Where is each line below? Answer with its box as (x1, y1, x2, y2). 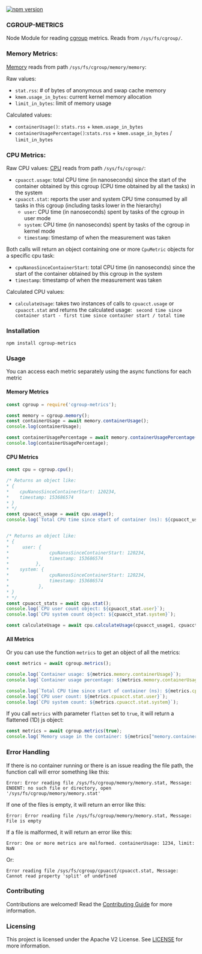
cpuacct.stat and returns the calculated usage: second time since (14, 306, 182, 313)
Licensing (6, 922, 36, 930)
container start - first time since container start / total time (14, 313, 185, 319)
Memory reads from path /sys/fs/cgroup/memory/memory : (6, 63, 147, 71)
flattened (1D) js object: (6, 716, 64, 723)
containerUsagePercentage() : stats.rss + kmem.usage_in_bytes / (14, 129, 173, 136)
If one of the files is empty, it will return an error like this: (6, 801, 146, 808)
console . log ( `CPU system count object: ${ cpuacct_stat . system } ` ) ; (6, 611, 176, 618)
